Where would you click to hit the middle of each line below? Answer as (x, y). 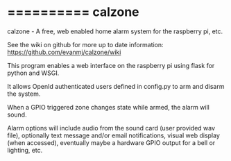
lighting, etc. (25, 150)
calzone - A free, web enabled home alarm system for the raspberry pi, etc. (115, 31)
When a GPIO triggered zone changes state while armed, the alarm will (108, 107)
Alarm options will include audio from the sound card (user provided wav (111, 128)
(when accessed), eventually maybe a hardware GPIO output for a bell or (111, 142)
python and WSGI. (33, 73)
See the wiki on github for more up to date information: (86, 44)
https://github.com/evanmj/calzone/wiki (64, 52)
